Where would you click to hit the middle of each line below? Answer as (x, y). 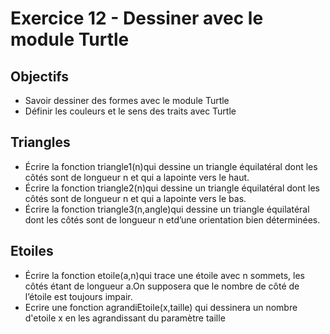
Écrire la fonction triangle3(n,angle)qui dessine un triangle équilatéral (167, 209)
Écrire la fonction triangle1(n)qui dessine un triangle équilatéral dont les (171, 166)
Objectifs (40, 76)
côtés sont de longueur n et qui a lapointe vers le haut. (137, 177)
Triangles (40, 142)
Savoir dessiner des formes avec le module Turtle (127, 100)
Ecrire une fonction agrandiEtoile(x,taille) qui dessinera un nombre (161, 307)
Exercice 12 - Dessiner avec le (137, 18)
